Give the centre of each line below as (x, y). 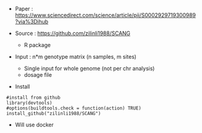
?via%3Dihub (32, 21)
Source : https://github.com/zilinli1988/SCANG (73, 33)
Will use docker (34, 125)
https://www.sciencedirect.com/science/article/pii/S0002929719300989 (105, 15)
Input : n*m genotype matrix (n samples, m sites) (76, 57)
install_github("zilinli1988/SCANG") (54, 114)
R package (37, 45)
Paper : (24, 9)
